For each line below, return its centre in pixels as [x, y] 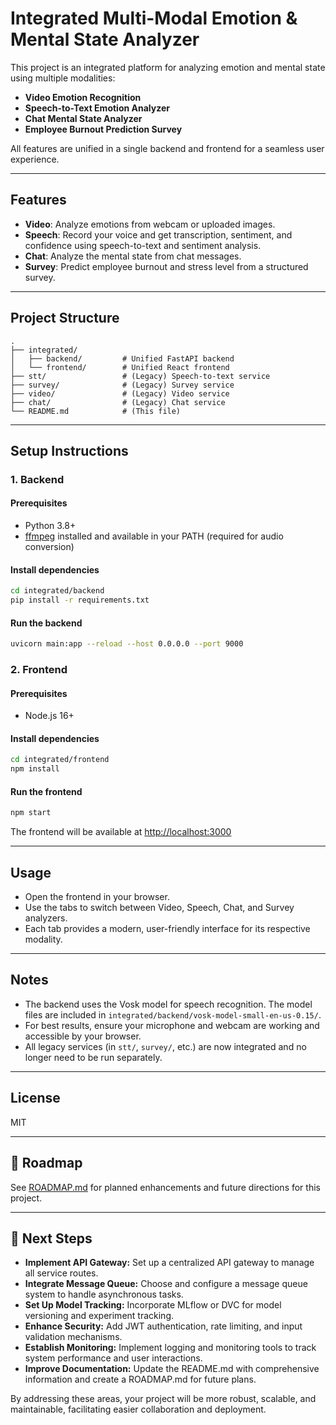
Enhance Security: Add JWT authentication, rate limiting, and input [163, 1326]
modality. [43, 939]
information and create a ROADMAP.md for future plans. [140, 1379]
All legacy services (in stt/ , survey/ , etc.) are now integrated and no [165, 1046]
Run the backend [46, 623]
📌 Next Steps [51, 1238]
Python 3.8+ [50, 526]
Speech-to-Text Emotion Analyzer [97, 108]
